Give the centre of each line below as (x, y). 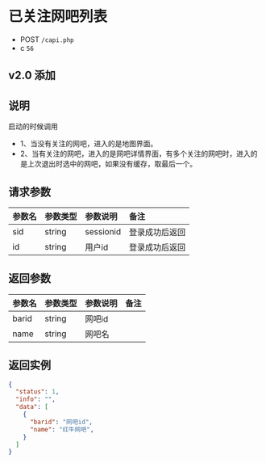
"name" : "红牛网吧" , (62, 429)
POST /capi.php (47, 39)
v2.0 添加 (32, 76)
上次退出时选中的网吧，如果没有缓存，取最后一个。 (112, 164)
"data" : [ (32, 407)
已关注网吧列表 (58, 17)
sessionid (103, 231)
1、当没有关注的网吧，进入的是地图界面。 (89, 144)
